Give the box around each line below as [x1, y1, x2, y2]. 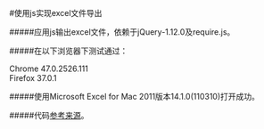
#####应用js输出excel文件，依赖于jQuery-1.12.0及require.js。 [9, 27, 235, 37]
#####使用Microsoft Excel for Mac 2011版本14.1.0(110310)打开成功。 [9, 92, 260, 101]
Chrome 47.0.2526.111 [9, 63, 89, 74]
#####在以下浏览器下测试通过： [9, 45, 128, 56]
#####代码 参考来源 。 [9, 110, 89, 120]
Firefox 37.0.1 [9, 73, 57, 83]
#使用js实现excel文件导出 [9, 8, 103, 18]
